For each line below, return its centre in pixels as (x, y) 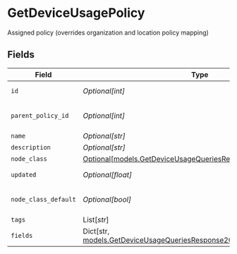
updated (24, 175)
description (31, 147)
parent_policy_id (40, 115)
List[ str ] (96, 219)
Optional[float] (108, 174)
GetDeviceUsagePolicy (76, 13)
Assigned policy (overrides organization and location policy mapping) (108, 32)
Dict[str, (96, 231)
